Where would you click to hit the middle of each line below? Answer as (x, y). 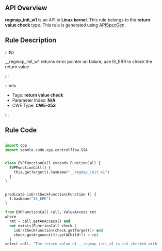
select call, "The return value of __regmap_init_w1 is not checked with (81, 244)
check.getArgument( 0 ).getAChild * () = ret (56, 235)
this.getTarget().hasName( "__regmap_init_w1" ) (62, 172)
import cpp (16, 146)
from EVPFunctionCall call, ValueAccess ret (51, 212)
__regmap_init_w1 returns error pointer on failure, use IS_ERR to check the (79, 61)
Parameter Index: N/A (34, 100)
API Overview (26, 8)
